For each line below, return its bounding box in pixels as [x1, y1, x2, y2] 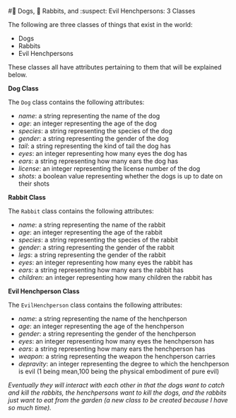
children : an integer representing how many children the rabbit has [18, 273, 213, 281]
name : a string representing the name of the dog [18, 112, 160, 120]
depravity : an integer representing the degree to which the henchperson [18, 360, 229, 368]
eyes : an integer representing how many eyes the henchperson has [18, 337, 215, 345]
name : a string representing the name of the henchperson [18, 315, 187, 322]
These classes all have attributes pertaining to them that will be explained [8, 63, 222, 71]
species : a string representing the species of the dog [18, 127, 172, 135]
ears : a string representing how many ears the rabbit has [18, 266, 184, 274]
